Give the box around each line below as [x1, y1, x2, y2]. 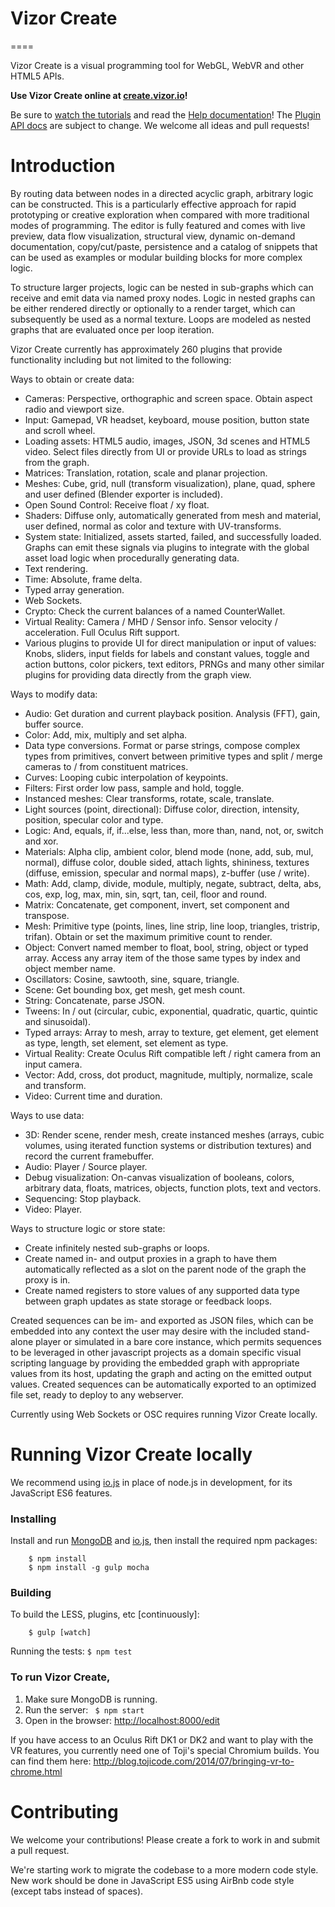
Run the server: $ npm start [24, 1703, 145, 1716]
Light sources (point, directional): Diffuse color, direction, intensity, [24, 803, 300, 815]
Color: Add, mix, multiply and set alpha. [24, 728, 188, 741]
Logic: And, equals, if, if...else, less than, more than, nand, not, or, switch [24, 824, 324, 836]
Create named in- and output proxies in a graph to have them [24, 1252, 277, 1264]
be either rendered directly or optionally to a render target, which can [10, 302, 296, 314]
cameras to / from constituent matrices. [24, 760, 189, 772]
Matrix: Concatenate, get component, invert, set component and [24, 898, 290, 911]
